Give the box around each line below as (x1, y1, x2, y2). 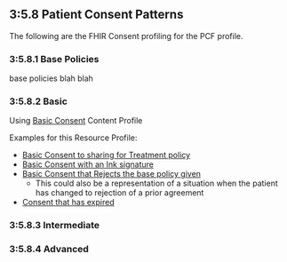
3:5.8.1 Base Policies (9, 52, 100, 65)
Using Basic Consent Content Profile (9, 115, 143, 126)
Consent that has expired (21, 197, 115, 208)
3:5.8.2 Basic (9, 95, 68, 107)
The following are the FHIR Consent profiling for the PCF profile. (9, 30, 243, 41)
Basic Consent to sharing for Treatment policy (21, 150, 191, 161)
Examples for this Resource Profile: (9, 132, 138, 143)
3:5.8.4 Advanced (9, 243, 89, 256)
